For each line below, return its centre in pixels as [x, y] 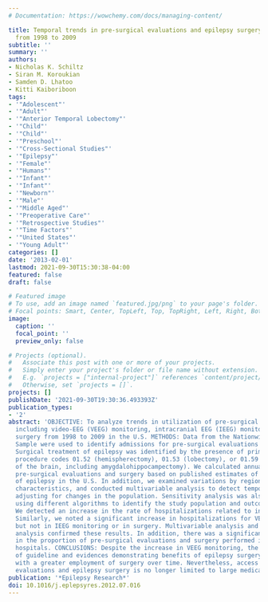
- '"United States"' [43, 238]
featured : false [35, 275]
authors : [23, 60]
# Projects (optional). [48, 356]
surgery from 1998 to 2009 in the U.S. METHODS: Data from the [122, 437]
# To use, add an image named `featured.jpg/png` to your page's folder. [134, 304]
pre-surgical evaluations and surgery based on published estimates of [137, 474]
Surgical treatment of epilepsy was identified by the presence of [130, 451]
